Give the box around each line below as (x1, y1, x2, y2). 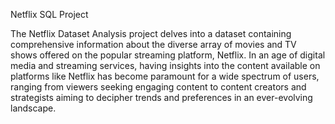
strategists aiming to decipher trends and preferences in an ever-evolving (10, 92, 313, 103)
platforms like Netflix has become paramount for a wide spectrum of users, (10, 70, 320, 82)
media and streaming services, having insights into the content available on (10, 60, 321, 71)
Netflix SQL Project (10, 9, 89, 20)
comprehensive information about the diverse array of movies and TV (10, 39, 297, 50)
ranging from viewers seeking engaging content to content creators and (10, 81, 307, 93)
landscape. (10, 102, 57, 114)
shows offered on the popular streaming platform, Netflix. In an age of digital (10, 49, 326, 61)
